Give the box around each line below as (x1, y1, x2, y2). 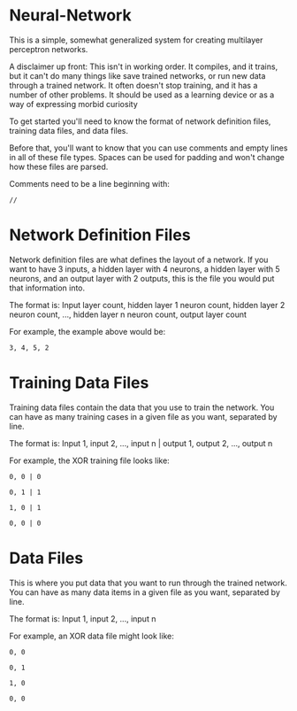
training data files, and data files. (9, 125, 128, 135)
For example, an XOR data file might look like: (9, 630, 174, 641)
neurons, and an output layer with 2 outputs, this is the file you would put (9, 273, 275, 283)
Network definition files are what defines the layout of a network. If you (9, 254, 269, 265)
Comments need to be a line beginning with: (9, 178, 171, 189)
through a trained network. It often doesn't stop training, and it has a (9, 80, 258, 90)
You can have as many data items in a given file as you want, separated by (9, 586, 280, 598)
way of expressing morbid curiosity (9, 98, 139, 109)
